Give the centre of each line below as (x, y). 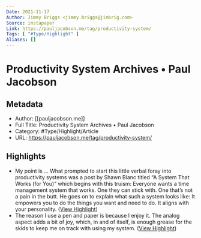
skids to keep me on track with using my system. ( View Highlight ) (96, 228)
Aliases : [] (21, 40)
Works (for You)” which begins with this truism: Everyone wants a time (102, 183)
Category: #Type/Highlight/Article (57, 131)
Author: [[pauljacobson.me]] (50, 118)
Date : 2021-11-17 (28, 12)
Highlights (26, 156)
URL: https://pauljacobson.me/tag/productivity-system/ (83, 138)
